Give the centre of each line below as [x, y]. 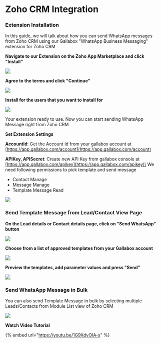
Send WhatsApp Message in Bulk [46, 290]
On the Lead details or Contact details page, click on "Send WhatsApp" [81, 224]
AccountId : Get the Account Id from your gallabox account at [68, 144]
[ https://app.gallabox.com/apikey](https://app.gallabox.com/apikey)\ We [79, 164]
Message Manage [31, 185]
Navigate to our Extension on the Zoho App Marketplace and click [75, 56]
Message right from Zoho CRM [37, 125]
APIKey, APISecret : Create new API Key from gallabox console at [72, 159]
